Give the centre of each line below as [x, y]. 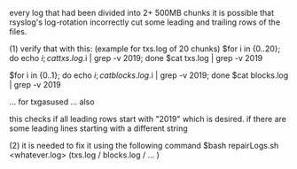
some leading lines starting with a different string [98, 128]
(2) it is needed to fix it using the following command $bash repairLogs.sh [144, 146]
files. [18, 31]
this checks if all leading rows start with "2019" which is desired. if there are [148, 119]
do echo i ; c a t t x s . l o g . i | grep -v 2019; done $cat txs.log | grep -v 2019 [136, 58]
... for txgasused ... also [52, 102]
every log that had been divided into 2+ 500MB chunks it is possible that [142, 13]
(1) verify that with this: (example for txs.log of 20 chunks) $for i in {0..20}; [145, 49]
